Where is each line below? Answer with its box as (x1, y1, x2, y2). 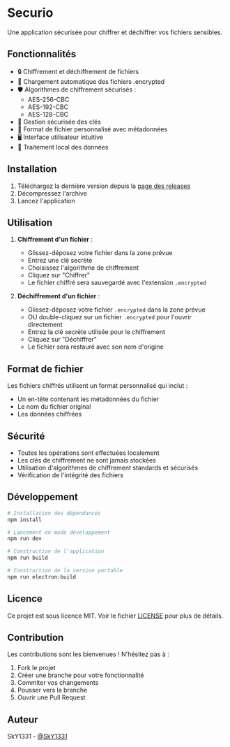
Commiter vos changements (17, 679, 99, 687)
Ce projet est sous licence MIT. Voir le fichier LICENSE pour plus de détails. (7, 611, 224, 620)
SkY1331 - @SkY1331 (7, 732, 68, 741)
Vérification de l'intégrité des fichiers (17, 471, 124, 479)
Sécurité (7, 430, 45, 442)
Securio (7, 5, 54, 21)
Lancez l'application (17, 196, 75, 205)
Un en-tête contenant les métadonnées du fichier (17, 395, 160, 403)
